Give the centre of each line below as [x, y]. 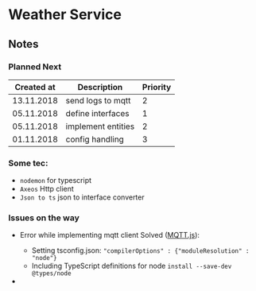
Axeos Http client [47, 189]
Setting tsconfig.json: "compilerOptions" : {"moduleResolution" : [140, 250]
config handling [95, 139]
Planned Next [35, 67]
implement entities [100, 126]
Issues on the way [44, 218]
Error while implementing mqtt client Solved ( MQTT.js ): [110, 235]
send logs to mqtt [98, 100]
